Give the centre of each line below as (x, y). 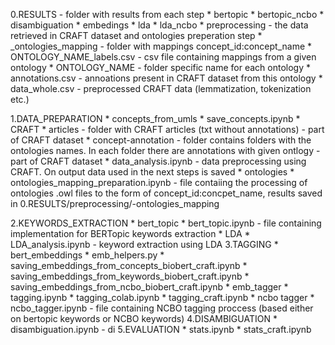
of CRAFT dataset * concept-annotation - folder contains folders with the (161, 140)
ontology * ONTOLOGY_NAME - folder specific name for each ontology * (160, 67)
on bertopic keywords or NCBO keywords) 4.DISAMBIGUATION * (144, 318)
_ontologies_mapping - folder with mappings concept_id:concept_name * (161, 46)
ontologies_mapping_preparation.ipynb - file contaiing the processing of (159, 182)
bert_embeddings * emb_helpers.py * (87, 255)
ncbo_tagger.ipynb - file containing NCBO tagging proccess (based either (162, 308)
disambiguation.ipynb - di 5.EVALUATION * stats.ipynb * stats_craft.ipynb (161, 329)
